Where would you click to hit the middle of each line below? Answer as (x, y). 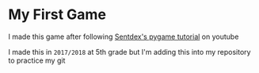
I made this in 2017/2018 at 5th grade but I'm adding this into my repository (129, 52)
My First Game (57, 15)
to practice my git (37, 60)
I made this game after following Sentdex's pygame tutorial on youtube (124, 36)
